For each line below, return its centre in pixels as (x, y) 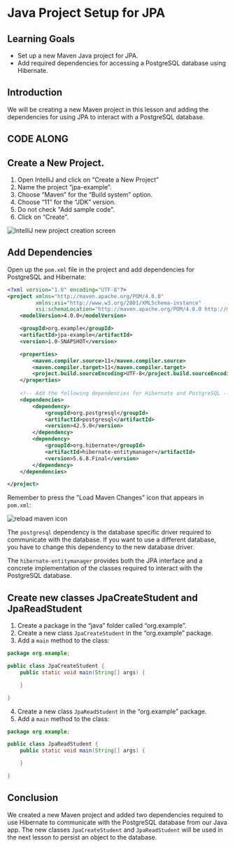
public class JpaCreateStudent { (56, 666)
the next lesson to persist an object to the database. (82, 837)
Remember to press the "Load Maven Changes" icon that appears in (106, 498)
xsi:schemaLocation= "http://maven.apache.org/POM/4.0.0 (118, 309)
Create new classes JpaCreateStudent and (102, 598)
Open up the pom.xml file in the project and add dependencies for (101, 269)
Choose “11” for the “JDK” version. (66, 202)
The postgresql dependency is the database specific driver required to (109, 532)
